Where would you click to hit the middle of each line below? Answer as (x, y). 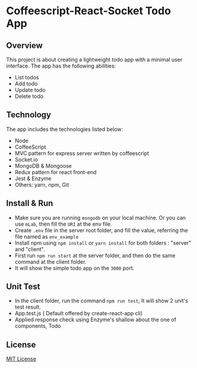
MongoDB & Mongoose (43, 166)
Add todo (26, 84)
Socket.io (26, 159)
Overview (25, 45)
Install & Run (30, 204)
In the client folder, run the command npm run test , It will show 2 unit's (101, 301)
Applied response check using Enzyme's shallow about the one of (96, 320)
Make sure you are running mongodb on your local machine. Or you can (100, 217)
